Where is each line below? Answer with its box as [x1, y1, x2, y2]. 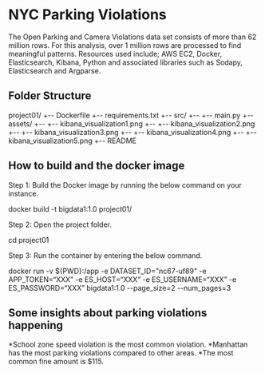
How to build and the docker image [8, 159, 185, 173]
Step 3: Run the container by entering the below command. [8, 250, 203, 260]
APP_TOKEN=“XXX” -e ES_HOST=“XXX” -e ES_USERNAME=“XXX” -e [8, 274, 237, 284]
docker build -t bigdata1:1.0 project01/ [8, 204, 132, 213]
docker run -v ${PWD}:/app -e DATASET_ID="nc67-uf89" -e [8, 266, 207, 276]
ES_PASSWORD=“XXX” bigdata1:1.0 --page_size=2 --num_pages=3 [8, 283, 231, 292]
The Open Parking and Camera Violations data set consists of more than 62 [8, 32, 257, 42]
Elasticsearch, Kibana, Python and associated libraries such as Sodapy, [8, 58, 243, 67]
